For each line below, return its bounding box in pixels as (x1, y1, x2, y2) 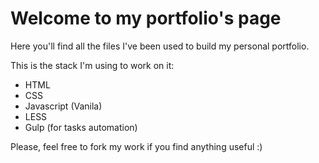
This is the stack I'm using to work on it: (10, 59, 175, 71)
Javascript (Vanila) (24, 100, 103, 112)
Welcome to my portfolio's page (10, 7, 282, 30)
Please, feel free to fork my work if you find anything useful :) (10, 140, 263, 152)
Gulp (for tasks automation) (24, 121, 138, 133)
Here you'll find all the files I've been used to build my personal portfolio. (10, 40, 310, 52)
